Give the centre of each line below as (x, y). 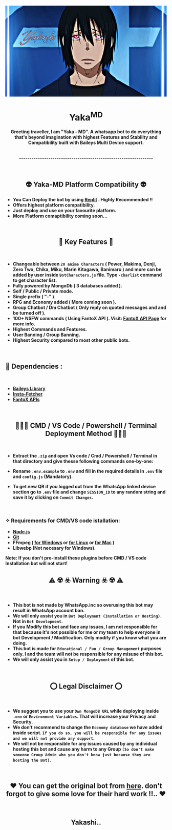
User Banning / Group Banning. (46, 335)
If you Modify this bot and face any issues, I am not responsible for (85, 627)
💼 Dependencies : (34, 366)
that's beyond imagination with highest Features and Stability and (86, 137)
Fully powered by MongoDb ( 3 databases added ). (68, 286)
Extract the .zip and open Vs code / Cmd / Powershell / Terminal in (85, 456)
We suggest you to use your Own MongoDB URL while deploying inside (86, 711)
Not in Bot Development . (38, 621)
